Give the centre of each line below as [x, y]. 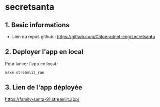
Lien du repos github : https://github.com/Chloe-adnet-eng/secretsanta [83, 36]
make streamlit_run [25, 72]
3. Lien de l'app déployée [44, 87]
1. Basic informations [37, 25]
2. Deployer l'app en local [44, 52]
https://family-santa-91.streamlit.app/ [42, 99]
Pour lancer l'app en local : [32, 63]
